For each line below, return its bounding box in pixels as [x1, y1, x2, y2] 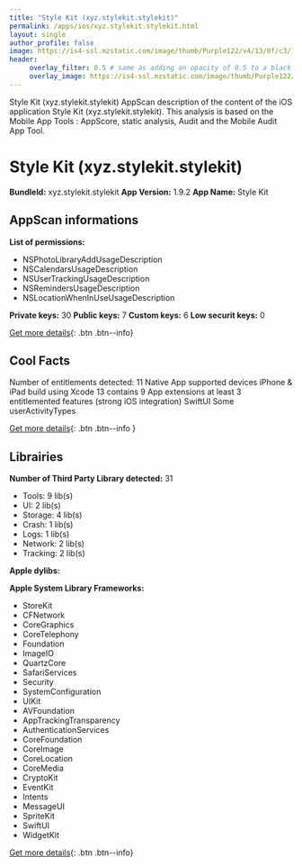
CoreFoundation [22, 735, 83, 745]
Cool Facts [9, 353, 70, 368]
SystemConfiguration [22, 686, 102, 698]
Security [22, 677, 54, 688]
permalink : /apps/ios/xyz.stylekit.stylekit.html [9, 22, 200, 31]
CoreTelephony [22, 629, 79, 640]
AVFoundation [22, 706, 75, 717]
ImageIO [22, 648, 54, 659]
